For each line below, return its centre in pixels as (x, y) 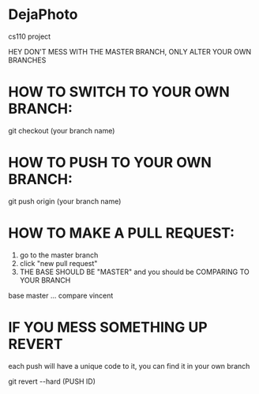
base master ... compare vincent (61, 295)
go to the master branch (59, 255)
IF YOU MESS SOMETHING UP (108, 327)
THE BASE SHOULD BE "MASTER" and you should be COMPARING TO (135, 272)
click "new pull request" (58, 263)
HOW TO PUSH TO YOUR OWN (110, 163)
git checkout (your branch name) (62, 130)
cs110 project (30, 36)
